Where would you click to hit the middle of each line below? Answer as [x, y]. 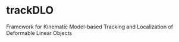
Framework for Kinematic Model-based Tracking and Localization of [90, 27]
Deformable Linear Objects [39, 33]
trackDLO [30, 10]
